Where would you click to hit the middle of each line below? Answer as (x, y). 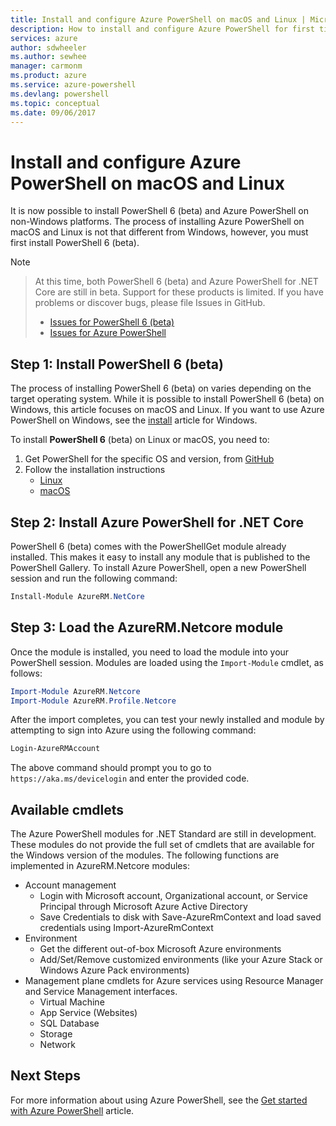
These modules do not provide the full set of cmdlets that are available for (162, 845)
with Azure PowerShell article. (72, 1110)
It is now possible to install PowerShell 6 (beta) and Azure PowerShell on (159, 211)
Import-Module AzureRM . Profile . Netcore (93, 701)
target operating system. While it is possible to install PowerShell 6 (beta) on (167, 399)
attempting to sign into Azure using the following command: (133, 730)
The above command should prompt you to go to (111, 768)
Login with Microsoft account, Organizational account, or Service (173, 896)
